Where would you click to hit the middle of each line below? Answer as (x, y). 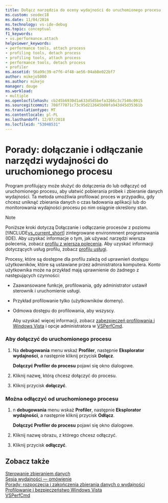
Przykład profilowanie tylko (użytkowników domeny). (68, 301)
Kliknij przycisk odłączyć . (40, 445)
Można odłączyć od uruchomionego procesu (62, 399)
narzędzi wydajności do (57, 161)
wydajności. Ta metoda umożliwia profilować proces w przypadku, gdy (80, 196)
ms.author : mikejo (25, 81)
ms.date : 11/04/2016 (27, 19)
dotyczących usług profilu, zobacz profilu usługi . (56, 249)
